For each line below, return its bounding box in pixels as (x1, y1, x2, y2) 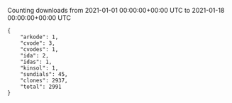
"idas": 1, (20, 58, 53, 65)
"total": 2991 (20, 83, 62, 90)
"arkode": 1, (20, 33, 59, 40)
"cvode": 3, (20, 40, 55, 47)
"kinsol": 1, (20, 65, 59, 72)
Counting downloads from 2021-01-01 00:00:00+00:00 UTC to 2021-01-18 (7, 6, 225, 14)
